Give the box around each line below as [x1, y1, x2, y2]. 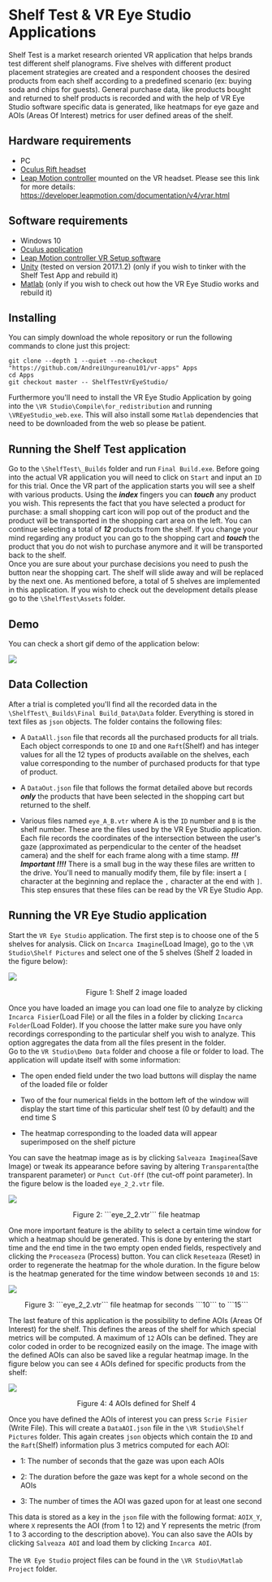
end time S [19, 1112, 57, 1122]
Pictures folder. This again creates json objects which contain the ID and [8, 1431, 253, 1441]
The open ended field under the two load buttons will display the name [19, 1071, 257, 1080]
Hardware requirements [8, 134, 132, 148]
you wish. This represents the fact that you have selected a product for [8, 498, 246, 508]
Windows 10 [19, 235, 62, 245]
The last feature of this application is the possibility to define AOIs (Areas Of [8, 1315, 262, 1325]
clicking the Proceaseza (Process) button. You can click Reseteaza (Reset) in [8, 1251, 261, 1261]
